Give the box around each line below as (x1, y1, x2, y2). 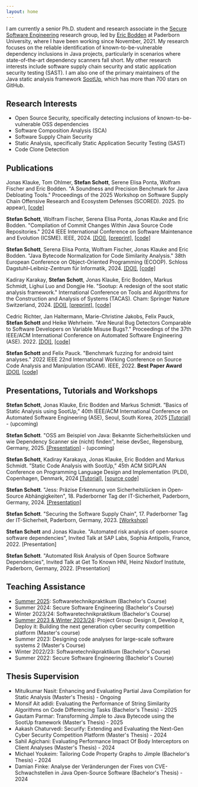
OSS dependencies (41, 121, 89, 128)
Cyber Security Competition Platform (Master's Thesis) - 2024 (14, 731, 167, 738)
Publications (6, 163, 54, 173)
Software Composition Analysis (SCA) (14, 127, 108, 134)
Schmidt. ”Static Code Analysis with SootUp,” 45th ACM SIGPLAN (6, 462, 167, 469)
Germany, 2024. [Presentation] (6, 499, 82, 506)
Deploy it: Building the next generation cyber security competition (14, 623, 176, 630)
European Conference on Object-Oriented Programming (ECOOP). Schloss (6, 258, 188, 265)
